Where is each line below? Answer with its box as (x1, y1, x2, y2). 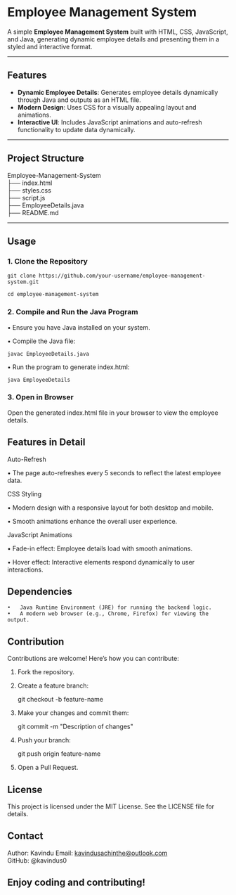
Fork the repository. (17, 668, 75, 676)
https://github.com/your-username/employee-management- (38, 272, 206, 280)
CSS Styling (7, 489, 42, 498)
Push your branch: (17, 736, 72, 745)
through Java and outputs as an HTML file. (17, 96, 142, 104)
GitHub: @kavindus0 (7, 856, 67, 865)
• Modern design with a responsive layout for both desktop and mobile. (7, 503, 214, 512)
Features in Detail (7, 437, 86, 449)
